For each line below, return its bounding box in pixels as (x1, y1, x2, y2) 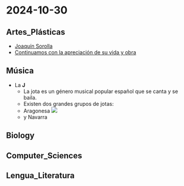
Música (6, 66, 34, 76)
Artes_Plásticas (6, 27, 66, 37)
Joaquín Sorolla (14, 42, 53, 49)
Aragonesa (23, 107, 51, 114)
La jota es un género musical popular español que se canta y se (23, 88, 178, 95)
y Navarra (23, 113, 48, 121)
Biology (6, 131, 35, 141)
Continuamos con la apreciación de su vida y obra (14, 49, 136, 56)
